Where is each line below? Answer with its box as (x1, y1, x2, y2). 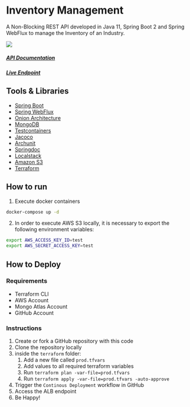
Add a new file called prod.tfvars (23, 356, 105, 364)
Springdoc (14, 146, 40, 153)
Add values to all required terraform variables (23, 363, 134, 370)
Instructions (6, 324, 42, 332)
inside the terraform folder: (14, 350, 81, 357)
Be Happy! (14, 394, 41, 401)
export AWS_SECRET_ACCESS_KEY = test (6, 243, 94, 249)
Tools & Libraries (6, 86, 69, 96)
